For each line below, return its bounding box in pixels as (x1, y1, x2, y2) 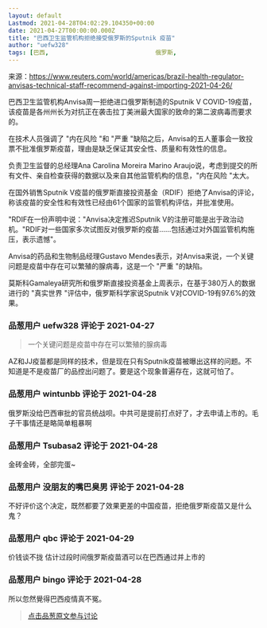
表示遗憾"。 (21, 234, 61, 244)
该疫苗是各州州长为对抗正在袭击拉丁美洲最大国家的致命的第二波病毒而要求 (8, 107, 252, 116)
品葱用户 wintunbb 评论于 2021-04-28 (8, 388, 157, 399)
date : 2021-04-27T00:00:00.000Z (8, 26, 115, 34)
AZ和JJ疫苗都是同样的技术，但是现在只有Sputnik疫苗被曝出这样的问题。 (8, 356, 246, 367)
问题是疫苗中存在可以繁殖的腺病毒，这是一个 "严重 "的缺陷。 (8, 261, 207, 271)
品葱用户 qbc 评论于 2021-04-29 (8, 533, 135, 544)
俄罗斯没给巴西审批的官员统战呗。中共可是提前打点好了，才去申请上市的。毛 (8, 408, 259, 418)
